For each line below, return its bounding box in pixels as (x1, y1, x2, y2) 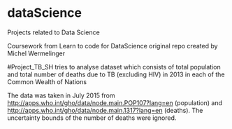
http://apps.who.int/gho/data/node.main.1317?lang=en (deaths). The (7, 106, 203, 114)
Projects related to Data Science (7, 28, 100, 36)
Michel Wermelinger (7, 49, 66, 57)
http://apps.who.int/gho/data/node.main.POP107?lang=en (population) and (7, 98, 222, 107)
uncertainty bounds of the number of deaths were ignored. (7, 114, 177, 122)
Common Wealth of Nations (7, 77, 87, 86)
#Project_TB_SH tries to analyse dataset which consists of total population (7, 62, 222, 71)
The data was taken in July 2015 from (7, 91, 115, 100)
